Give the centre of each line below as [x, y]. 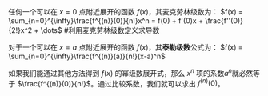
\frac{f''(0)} [224, 21]
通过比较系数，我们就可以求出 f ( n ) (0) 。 [161, 82]
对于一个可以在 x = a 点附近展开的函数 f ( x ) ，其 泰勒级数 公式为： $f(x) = [126, 47]
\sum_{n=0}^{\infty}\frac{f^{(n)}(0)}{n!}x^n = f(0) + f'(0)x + [106, 21]
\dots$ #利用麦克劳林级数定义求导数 [100, 30]
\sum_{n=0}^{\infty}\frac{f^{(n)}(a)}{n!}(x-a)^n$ [87, 56]
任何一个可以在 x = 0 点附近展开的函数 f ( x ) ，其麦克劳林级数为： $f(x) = [126, 12]
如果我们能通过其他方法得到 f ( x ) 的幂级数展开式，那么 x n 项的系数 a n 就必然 [131, 72]
